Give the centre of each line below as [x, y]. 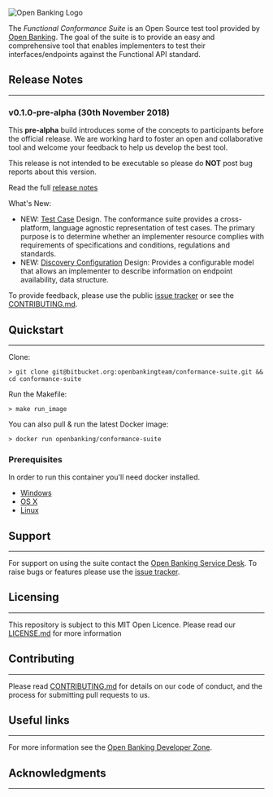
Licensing [34, 597]
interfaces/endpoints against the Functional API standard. [105, 54]
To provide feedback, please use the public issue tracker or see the [121, 296]
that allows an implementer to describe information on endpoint [126, 271]
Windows [36, 493]
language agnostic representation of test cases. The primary [154, 228]
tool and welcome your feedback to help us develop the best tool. [118, 147]
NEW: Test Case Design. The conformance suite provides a [119, 219]
